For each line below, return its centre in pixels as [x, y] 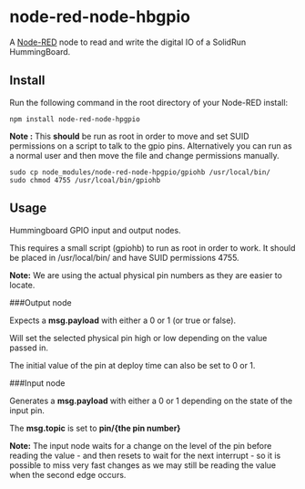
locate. [22, 285]
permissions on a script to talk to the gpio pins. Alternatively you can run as [151, 146]
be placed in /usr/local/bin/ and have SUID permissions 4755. [124, 257]
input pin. [27, 410]
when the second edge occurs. [68, 474]
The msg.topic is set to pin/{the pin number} [95, 428]
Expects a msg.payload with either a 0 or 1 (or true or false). [123, 320]
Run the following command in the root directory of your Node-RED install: [149, 102]
